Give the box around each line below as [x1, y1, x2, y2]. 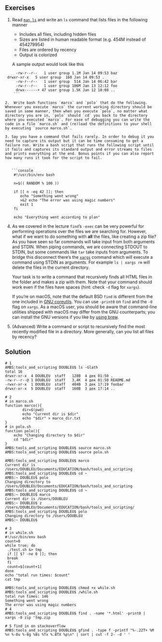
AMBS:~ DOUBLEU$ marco [5, 492, 51, 497]
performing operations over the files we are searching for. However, [12, 228, 147, 234]
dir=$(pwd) [22, 407, 44, 412]
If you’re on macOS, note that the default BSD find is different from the [12, 293, 153, 299]
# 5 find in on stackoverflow [5, 624, 66, 628]
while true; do [5, 543, 36, 548]
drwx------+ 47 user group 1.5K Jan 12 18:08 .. [15, 87, 116, 93]
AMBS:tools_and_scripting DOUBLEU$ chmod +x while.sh [5, 585, 116, 590]
